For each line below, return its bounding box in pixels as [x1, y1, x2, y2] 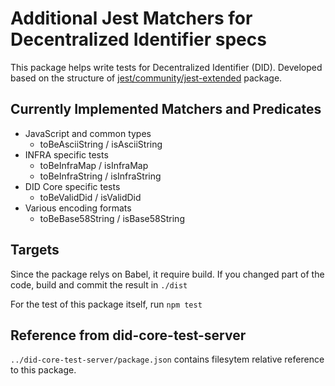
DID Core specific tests [24, 180, 121, 192]
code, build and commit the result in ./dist [10, 278, 188, 291]
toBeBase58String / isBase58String [39, 212, 185, 224]
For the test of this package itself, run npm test [10, 298, 203, 310]
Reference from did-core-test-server [10, 327, 247, 344]
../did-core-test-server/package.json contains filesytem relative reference [10, 353, 325, 366]
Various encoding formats [24, 202, 132, 214]
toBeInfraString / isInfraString [39, 170, 162, 182]
